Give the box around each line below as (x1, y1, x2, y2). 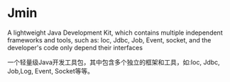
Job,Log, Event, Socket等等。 (7, 66, 94, 75)
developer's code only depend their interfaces (7, 43, 143, 52)
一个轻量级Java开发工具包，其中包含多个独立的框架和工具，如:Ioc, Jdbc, (7, 58, 220, 66)
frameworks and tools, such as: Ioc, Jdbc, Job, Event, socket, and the (7, 35, 212, 44)
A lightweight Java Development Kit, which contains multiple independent (7, 28, 223, 37)
